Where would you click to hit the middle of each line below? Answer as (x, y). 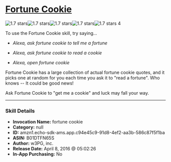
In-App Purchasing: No (37, 154)
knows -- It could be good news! (39, 83)
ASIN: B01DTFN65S (33, 138)
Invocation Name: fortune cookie (48, 122)
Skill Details (20, 111)
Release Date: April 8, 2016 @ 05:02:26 (54, 149)
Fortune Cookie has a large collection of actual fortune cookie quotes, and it (85, 72)
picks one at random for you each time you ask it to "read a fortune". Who (83, 77)
